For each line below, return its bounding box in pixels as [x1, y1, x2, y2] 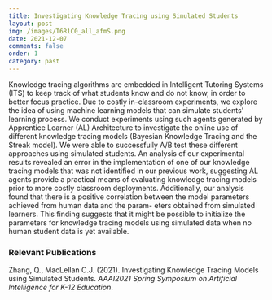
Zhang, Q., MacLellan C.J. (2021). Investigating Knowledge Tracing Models [8, 265, 259, 275]
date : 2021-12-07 [8, 34, 68, 43]
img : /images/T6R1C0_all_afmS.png [8, 27, 126, 35]
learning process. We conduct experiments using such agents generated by [8, 114, 263, 124]
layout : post [8, 20, 53, 28]
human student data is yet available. [8, 226, 129, 236]
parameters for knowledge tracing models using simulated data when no [8, 217, 252, 228]
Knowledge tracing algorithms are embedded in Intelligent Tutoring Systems [8, 79, 264, 89]
